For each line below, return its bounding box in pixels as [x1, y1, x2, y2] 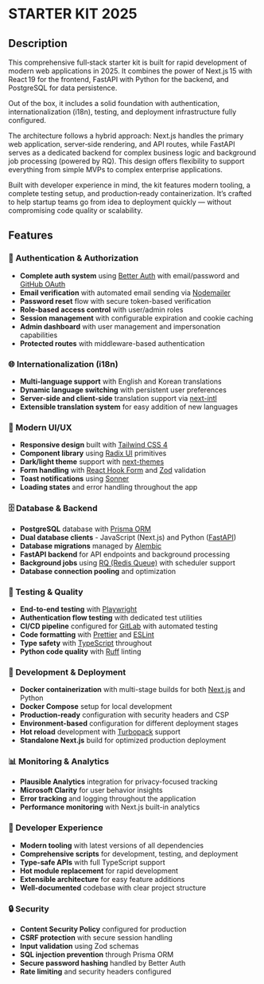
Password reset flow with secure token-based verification [19, 296, 212, 305]
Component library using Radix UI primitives [19, 448, 167, 459]
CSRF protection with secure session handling [19, 933, 173, 943]
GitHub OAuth [19, 279, 66, 289]
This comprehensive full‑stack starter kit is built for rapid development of [8, 57, 247, 67]
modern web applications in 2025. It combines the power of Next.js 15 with [8, 66, 253, 76]
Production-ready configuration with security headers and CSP [19, 710, 229, 720]
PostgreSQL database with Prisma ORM [19, 524, 151, 533]
